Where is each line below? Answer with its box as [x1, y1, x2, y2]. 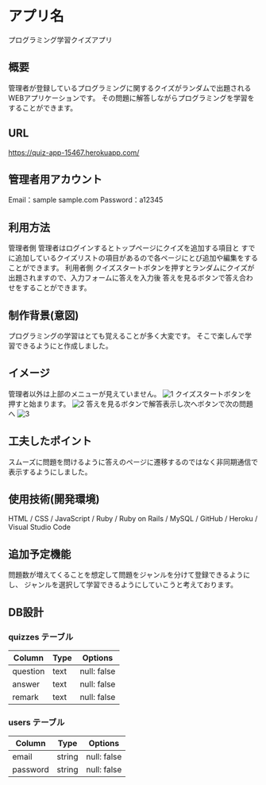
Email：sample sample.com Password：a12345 [8, 195, 164, 205]
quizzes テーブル [8, 631, 74, 642]
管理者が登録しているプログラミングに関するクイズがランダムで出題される [8, 83, 252, 92]
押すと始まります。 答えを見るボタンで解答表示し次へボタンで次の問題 [8, 399, 254, 408]
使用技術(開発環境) [8, 493, 100, 506]
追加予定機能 [8, 547, 71, 561]
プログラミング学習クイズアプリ [8, 35, 113, 44]
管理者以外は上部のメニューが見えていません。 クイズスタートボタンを [8, 389, 253, 398]
